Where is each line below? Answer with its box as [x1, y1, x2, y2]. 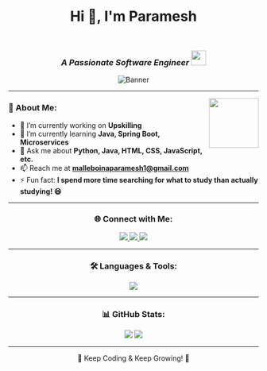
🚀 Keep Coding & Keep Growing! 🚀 [77, 354, 190, 363]
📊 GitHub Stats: [102, 309, 165, 320]
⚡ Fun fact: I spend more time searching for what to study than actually [19, 175, 258, 184]
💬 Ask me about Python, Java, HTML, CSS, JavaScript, [19, 145, 203, 155]
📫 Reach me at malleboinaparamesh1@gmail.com [19, 163, 189, 172]
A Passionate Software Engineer [60, 56, 189, 68]
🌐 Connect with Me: [94, 214, 173, 225]
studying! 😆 [19, 186, 62, 196]
